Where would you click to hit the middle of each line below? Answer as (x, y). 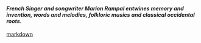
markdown (20, 34)
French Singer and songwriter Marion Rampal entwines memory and (95, 8)
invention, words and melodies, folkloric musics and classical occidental (100, 14)
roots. (14, 21)
